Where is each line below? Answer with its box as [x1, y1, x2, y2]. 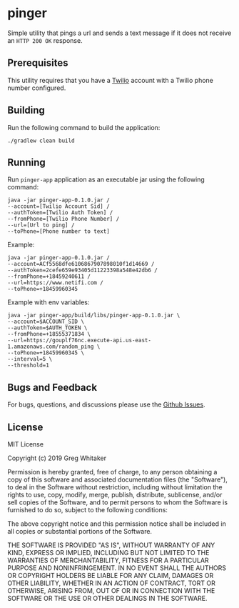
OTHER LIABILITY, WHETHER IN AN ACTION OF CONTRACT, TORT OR [7, 579, 215, 587]
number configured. [7, 84, 66, 92]
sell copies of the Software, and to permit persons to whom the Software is [7, 498, 228, 507]
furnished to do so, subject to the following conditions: [7, 506, 168, 514]
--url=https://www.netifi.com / [7, 279, 103, 286]
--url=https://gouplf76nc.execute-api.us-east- [7, 337, 152, 344]
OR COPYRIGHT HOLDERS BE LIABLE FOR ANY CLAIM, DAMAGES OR [7, 572, 214, 579]
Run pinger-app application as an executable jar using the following [7, 175, 205, 184]
